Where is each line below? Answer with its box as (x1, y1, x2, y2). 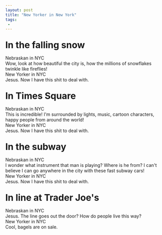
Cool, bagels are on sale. (5, 224, 58, 230)
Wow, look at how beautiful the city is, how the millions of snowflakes (5, 60, 152, 67)
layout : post (5, 7, 33, 13)
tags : (5, 17, 17, 22)
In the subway (5, 141, 67, 153)
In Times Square (5, 90, 76, 102)
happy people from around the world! (5, 117, 85, 123)
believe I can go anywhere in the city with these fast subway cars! (5, 167, 145, 174)
